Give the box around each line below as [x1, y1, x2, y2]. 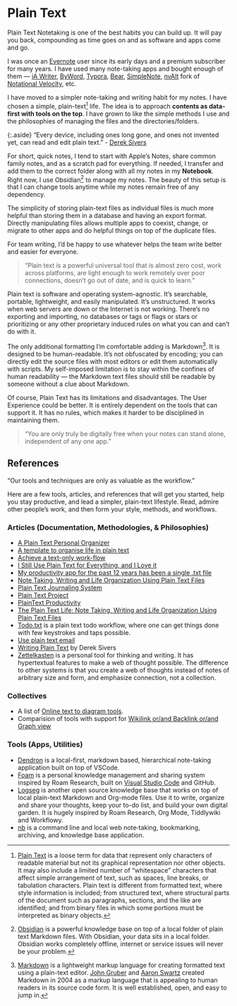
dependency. [7, 190, 46, 199]
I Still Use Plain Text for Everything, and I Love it [17, 561, 157, 569]
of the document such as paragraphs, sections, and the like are [17, 896, 202, 904]
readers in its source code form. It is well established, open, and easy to [17, 983, 227, 992]
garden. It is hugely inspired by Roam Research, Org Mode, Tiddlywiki [17, 808, 221, 816]
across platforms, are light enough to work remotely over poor [24, 269, 206, 277]
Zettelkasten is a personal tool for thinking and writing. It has [17, 651, 194, 660]
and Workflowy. [17, 816, 63, 824]
